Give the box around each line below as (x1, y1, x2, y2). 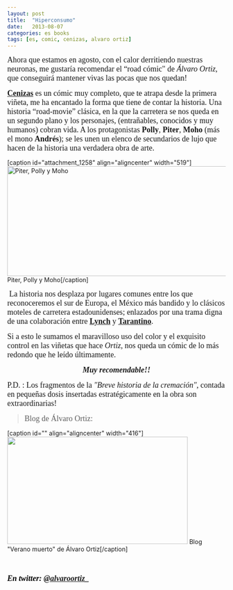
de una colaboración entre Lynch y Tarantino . (7, 317, 154, 327)
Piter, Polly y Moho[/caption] (7, 276, 89, 284)
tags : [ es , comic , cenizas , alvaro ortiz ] (7, 36, 132, 43)
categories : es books (7, 29, 70, 37)
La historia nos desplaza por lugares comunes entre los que (9, 289, 193, 299)
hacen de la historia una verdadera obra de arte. (7, 143, 155, 153)
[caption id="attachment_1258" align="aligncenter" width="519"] (7, 158, 192, 167)
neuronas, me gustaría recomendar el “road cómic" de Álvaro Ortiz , (7, 64, 218, 74)
